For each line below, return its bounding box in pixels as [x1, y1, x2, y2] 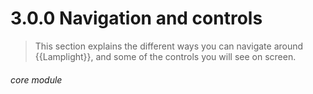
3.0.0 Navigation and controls [10, 7, 263, 30]
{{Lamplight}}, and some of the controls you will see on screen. [34, 50, 297, 62]
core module [10, 73, 63, 86]
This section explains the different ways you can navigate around [34, 40, 304, 52]
